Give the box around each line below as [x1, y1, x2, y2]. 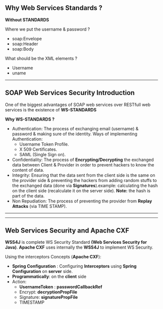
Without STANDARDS [5, 17, 49, 22]
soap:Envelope [12, 36, 42, 41]
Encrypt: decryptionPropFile [19, 289, 78, 295]
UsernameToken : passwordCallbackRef [19, 284, 103, 290]
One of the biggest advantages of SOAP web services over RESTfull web [5, 102, 151, 108]
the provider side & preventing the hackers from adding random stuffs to [12, 177, 157, 183]
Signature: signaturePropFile [19, 294, 78, 300]
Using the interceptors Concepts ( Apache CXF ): [5, 254, 101, 260]
